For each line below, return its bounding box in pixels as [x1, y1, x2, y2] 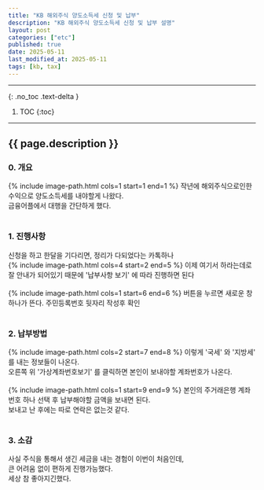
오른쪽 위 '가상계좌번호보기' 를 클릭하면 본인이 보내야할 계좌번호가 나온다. [8, 367, 233, 377]
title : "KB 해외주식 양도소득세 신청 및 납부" [8, 11, 140, 20]
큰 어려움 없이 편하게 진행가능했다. [8, 464, 113, 473]
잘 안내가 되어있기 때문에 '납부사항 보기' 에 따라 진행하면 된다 [8, 270, 195, 279]
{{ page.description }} [8, 137, 119, 150]
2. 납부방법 [8, 328, 48, 339]
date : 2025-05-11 [8, 48, 65, 56]
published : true [8, 41, 61, 49]
